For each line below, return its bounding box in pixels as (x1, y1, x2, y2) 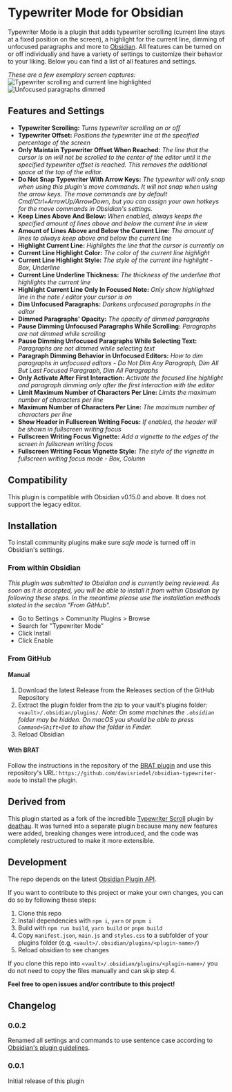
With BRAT (8, 746, 40, 755)
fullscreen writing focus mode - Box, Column (17, 454, 146, 463)
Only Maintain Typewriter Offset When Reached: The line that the (17, 145, 209, 154)
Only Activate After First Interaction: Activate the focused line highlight (17, 373, 224, 382)
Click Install (17, 629, 51, 637)
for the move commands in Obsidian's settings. (17, 204, 153, 212)
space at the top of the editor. (17, 167, 103, 176)
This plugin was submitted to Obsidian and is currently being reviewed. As (8, 579, 220, 587)
